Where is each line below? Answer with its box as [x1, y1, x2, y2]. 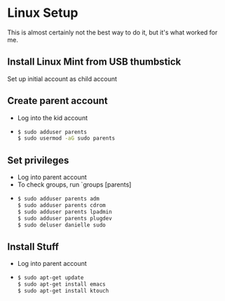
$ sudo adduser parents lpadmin [17, 208, 112, 215]
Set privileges [7, 154, 69, 166]
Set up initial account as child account [7, 74, 118, 83]
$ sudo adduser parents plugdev [17, 215, 112, 222]
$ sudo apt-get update [17, 274, 84, 281]
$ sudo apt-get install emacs [17, 281, 107, 288]
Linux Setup [7, 5, 79, 21]
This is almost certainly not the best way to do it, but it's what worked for [7, 28, 218, 36]
